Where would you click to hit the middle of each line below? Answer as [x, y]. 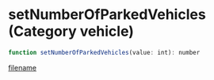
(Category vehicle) [71, 31]
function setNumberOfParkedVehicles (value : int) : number [104, 52]
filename [23, 67]
